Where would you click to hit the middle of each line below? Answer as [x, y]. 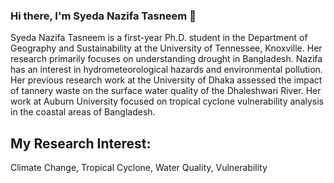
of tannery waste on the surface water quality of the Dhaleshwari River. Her [166, 91]
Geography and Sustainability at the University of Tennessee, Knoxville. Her [166, 48]
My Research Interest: [81, 143]
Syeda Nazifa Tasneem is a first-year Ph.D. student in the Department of [159, 38]
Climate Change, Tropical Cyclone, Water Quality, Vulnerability [139, 168]
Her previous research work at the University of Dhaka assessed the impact [166, 80]
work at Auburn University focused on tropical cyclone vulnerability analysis [167, 101]
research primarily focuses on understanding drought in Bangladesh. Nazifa [166, 59]
